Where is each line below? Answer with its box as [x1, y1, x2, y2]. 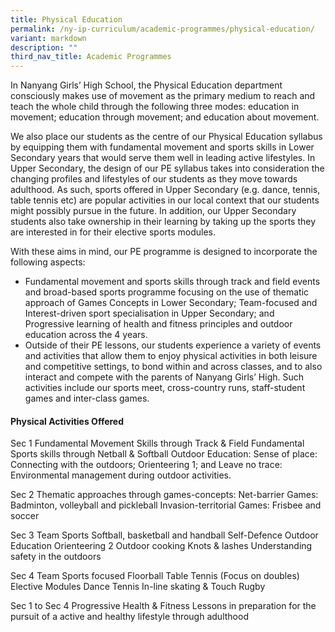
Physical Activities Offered [10, 415, 125, 427]
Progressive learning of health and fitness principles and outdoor [24, 318, 293, 330]
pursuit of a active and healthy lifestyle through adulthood [10, 611, 249, 623]
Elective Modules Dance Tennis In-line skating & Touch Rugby [10, 581, 266, 593]
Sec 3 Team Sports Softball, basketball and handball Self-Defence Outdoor [10, 529, 319, 541]
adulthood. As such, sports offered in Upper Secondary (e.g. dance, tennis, [10, 184, 321, 196]
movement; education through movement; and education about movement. [10, 111, 320, 123]
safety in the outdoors [10, 551, 102, 563]
